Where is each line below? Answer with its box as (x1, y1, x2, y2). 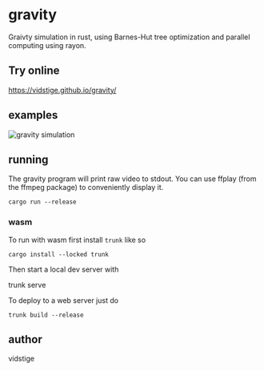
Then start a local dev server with (8, 264, 119, 274)
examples (8, 108, 58, 122)
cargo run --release (8, 198, 78, 206)
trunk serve (8, 280, 46, 289)
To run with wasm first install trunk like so (8, 235, 146, 244)
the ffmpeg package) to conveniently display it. (8, 183, 164, 192)
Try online (8, 64, 60, 78)
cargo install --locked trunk (8, 250, 110, 258)
